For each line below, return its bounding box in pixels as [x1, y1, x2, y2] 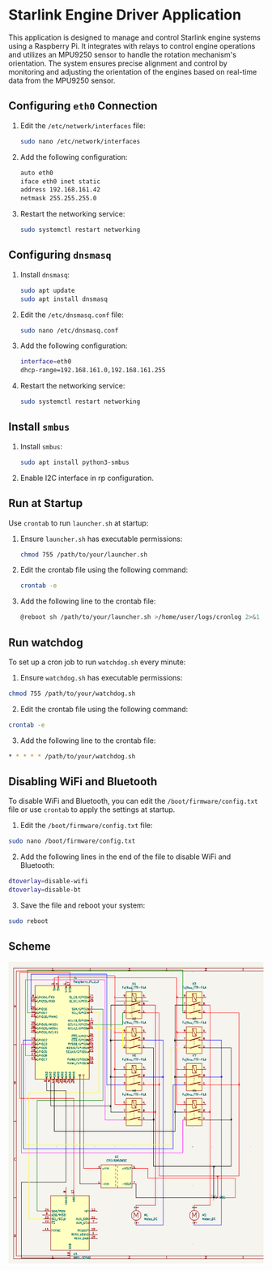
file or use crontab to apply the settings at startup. [8, 805, 176, 814]
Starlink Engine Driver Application [8, 6, 241, 24]
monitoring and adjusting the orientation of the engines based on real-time [8, 67, 257, 76]
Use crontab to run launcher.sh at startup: [8, 517, 149, 528]
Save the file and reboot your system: [19, 900, 146, 910]
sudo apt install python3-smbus [19, 458, 130, 466]
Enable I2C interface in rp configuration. [19, 473, 155, 483]
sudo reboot [8, 917, 49, 925]
